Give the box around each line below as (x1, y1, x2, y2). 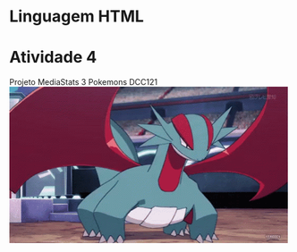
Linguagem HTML (9, 6, 145, 27)
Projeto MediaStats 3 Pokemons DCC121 (9, 77, 158, 88)
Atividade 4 (9, 47, 98, 68)
